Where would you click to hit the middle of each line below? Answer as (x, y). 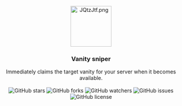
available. (91, 78)
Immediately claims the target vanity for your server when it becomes (91, 72)
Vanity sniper (91, 59)
